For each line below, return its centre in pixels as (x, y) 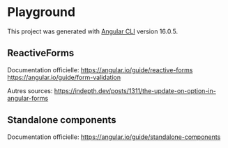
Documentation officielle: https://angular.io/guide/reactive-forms (100, 69)
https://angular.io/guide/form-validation (64, 77)
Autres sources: (30, 90)
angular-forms (28, 98)
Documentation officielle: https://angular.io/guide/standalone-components (114, 137)
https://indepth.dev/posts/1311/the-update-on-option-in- (135, 90)
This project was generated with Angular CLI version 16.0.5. (93, 31)
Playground (41, 12)
